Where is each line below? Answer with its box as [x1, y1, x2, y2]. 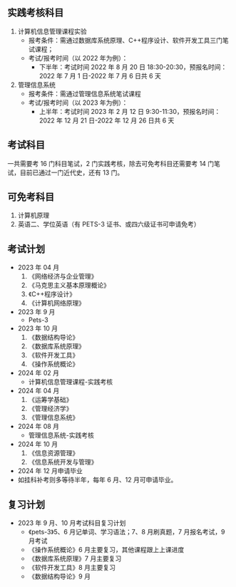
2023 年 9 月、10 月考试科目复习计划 [17, 519, 126, 527]
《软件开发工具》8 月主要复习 [28, 563, 116, 572]
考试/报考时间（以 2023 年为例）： [28, 98, 128, 107]
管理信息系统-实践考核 [28, 431, 95, 440]
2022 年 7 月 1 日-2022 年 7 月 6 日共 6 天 [39, 71, 162, 80]
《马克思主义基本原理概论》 [28, 281, 111, 290]
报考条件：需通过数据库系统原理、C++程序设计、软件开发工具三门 [28, 36, 223, 44]
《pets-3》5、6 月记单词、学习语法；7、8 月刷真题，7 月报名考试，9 [28, 528, 225, 536]
